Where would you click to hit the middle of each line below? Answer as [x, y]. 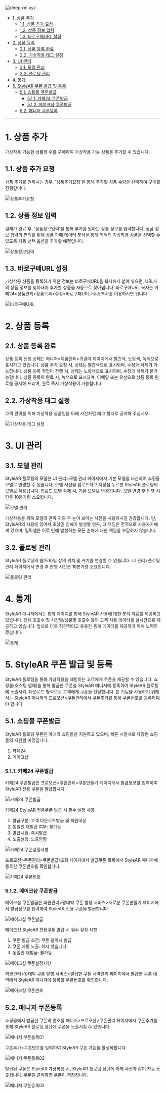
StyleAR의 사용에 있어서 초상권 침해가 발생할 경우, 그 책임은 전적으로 [71, 524]
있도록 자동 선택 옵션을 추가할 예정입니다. [45, 241]
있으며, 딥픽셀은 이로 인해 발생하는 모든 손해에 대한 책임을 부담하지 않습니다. [83, 530]
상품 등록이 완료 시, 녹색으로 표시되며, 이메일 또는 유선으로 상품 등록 [89, 377]
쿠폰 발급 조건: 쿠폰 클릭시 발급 [42, 940]
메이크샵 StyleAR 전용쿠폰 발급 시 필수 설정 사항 [51, 930]
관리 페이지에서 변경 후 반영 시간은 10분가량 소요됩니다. [58, 567]
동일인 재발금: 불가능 [32, 953]
